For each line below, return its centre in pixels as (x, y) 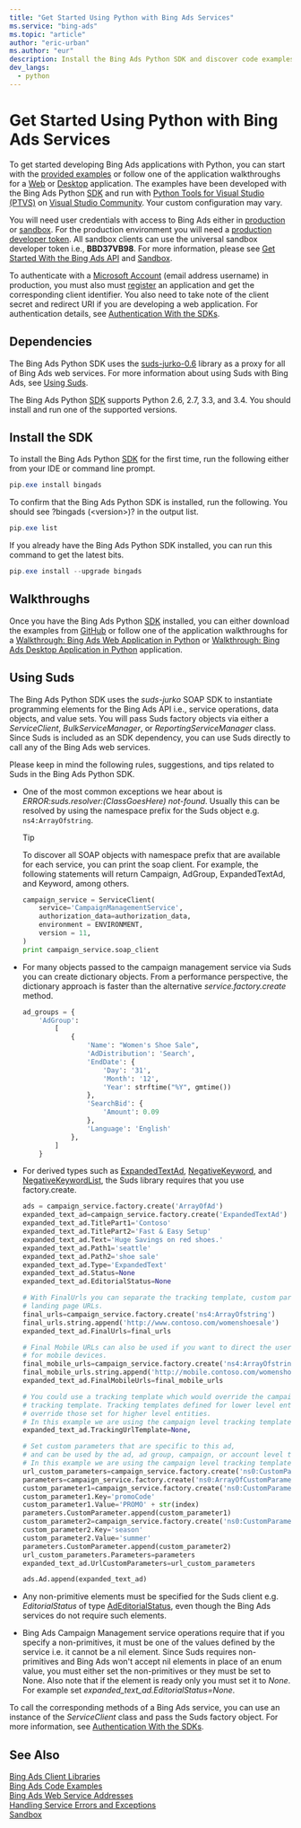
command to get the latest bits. (67, 555)
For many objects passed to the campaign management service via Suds (157, 966)
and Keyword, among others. (76, 883)
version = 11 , (65, 933)
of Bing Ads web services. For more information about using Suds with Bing (149, 372)
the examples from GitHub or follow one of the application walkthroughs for (149, 630)
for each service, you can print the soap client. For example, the (140, 864)
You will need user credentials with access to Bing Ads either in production (147, 220)
